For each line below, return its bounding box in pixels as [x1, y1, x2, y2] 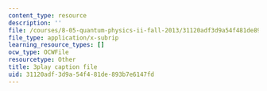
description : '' [8, 19, 62, 27]
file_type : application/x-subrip [8, 33, 119, 42]
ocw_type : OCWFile [8, 48, 69, 56]
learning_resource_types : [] [8, 41, 105, 49]
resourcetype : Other [8, 56, 77, 64]
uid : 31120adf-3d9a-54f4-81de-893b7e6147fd [8, 70, 155, 78]
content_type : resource [8, 11, 87, 20]
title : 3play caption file [8, 63, 98, 71]
